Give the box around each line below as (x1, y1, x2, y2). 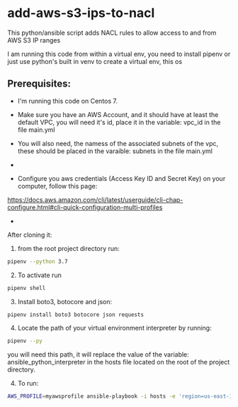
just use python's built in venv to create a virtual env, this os (7, 57, 183, 65)
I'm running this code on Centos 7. (17, 96, 118, 105)
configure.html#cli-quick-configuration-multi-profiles (7, 203, 163, 211)
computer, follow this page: (17, 182, 98, 190)
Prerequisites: (7, 78, 71, 90)
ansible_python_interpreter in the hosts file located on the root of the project (7, 358, 230, 367)
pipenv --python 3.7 (7, 257, 69, 265)
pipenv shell (7, 284, 46, 291)
